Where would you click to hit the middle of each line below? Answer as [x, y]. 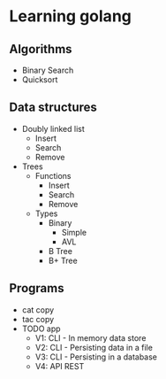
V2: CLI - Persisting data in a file [94, 347]
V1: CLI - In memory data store [91, 337]
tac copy [38, 319]
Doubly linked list [53, 128]
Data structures [53, 108]
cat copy [38, 309]
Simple [74, 232]
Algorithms [41, 49]
